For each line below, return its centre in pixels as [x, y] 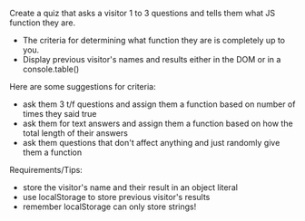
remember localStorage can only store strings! [109, 207]
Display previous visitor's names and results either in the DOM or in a [152, 59]
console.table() [51, 69]
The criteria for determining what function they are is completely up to [154, 40]
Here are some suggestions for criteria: [83, 86]
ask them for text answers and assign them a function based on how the [157, 123]
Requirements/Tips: [46, 170]
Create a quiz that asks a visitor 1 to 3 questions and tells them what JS [143, 13]
